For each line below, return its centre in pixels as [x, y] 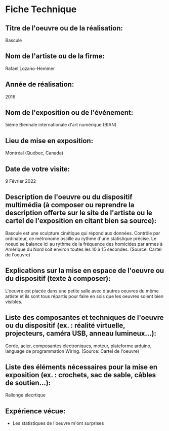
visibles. [14, 302]
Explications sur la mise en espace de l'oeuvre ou [85, 271]
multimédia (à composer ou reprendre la [70, 205]
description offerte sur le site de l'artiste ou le [79, 213]
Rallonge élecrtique [26, 395]
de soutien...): [28, 383]
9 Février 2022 [21, 181]
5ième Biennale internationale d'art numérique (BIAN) [61, 125]
